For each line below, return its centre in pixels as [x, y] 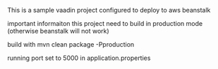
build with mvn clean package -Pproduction [71, 44]
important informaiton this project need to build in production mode [105, 23]
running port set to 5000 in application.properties [79, 58]
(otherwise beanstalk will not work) [58, 31]
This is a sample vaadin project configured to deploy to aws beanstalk [109, 10]
